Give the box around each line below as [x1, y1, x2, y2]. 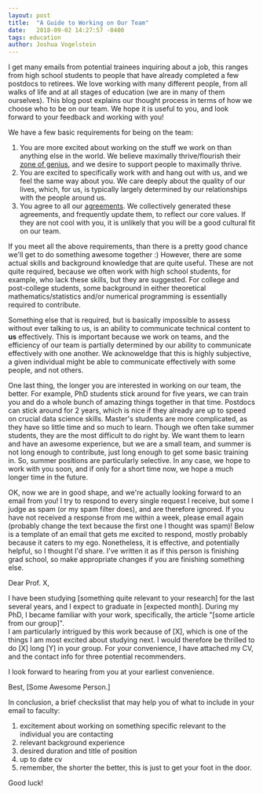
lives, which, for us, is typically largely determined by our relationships [19, 185, 247, 194]
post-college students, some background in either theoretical [8, 284, 206, 293]
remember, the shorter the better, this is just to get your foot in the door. [19, 763, 253, 773]
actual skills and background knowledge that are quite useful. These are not [8, 259, 254, 268]
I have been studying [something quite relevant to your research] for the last [8, 594, 255, 603]
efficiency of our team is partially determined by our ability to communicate [8, 340, 252, 350]
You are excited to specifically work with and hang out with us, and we [19, 168, 248, 178]
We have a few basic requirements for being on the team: [8, 127, 194, 138]
